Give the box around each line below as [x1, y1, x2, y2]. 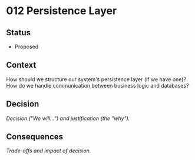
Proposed [14, 43, 39, 50]
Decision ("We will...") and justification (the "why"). [6, 115, 130, 122]
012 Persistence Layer [6, 4, 117, 18]
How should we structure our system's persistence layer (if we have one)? [6, 75, 187, 83]
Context [6, 60, 37, 70]
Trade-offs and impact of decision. [6, 147, 91, 154]
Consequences [6, 132, 64, 142]
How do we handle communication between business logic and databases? [6, 82, 190, 89]
